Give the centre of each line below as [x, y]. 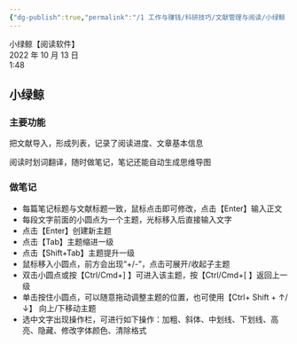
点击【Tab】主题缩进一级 [68, 241]
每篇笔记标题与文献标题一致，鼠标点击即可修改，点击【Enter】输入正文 [152, 208]
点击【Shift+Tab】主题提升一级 [78, 253]
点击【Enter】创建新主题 [67, 231]
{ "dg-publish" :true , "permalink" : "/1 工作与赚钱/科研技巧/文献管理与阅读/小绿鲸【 [151, 17]
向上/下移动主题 [67, 308]
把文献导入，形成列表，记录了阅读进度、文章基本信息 [106, 144]
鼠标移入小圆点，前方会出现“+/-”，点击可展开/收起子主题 [126, 263]
